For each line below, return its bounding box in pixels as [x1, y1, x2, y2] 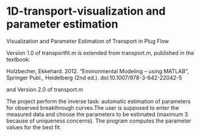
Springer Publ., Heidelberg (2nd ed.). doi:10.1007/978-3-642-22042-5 [6, 74, 182, 81]
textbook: [6, 55, 30, 63]
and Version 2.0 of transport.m [6, 85, 84, 93]
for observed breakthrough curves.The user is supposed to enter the [6, 104, 179, 111]
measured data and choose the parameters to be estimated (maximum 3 [6, 110, 188, 118]
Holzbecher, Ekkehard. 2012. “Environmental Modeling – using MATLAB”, [6, 67, 189, 74]
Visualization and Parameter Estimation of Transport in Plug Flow [6, 37, 170, 45]
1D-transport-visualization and [6, 4, 166, 18]
